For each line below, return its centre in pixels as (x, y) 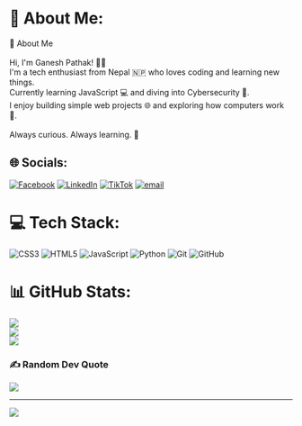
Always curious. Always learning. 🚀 (74, 134)
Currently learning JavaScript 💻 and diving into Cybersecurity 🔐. (129, 92)
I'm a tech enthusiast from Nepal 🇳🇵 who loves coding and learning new (145, 72)
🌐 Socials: (39, 163)
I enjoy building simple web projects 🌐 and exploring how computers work (147, 105)
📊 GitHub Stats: (71, 291)
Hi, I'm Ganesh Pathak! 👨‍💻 (58, 62)
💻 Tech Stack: (65, 222)
